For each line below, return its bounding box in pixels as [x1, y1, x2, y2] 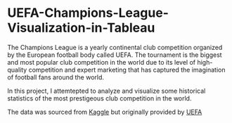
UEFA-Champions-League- [7, 5, 169, 21]
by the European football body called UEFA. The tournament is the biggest [7, 51, 223, 59]
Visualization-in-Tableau [7, 20, 155, 36]
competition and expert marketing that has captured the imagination [28, 65, 226, 74]
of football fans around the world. [7, 72, 104, 82]
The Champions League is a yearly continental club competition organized [7, 43, 223, 51]
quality [7, 65, 27, 74]
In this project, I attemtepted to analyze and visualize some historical [7, 86, 206, 95]
